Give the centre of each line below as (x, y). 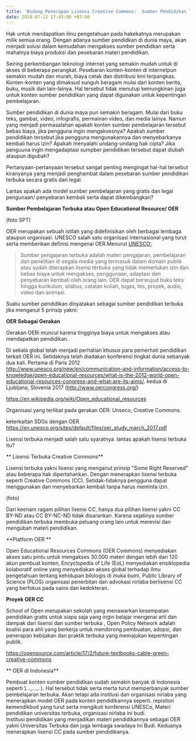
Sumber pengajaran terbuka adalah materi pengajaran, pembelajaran (103, 255)
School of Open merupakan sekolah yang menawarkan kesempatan (87, 610)
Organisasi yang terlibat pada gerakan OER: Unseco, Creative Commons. (94, 410)
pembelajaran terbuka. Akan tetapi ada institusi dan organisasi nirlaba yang (96, 694)
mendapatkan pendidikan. (37, 339)
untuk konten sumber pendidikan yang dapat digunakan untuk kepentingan (96, 95)
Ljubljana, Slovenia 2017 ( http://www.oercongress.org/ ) (72, 387)
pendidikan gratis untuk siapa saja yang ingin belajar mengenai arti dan (91, 617)
